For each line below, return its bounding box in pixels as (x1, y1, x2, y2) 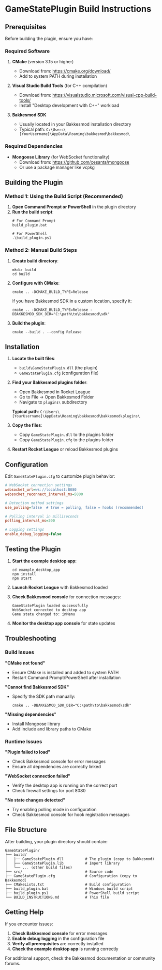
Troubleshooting (5, 634, 57, 642)
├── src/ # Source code (5, 869, 114, 874)
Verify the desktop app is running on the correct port (12, 782, 118, 788)
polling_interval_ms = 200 (5, 519, 55, 523)
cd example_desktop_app (12, 567, 60, 572)
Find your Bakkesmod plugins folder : (12, 380, 88, 385)
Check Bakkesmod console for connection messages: (12, 594, 121, 600)
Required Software (5, 48, 50, 54)
